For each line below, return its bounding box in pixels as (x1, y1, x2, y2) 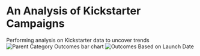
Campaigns (6, 17, 65, 30)
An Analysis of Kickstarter (6, 4, 141, 18)
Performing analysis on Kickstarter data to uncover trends (6, 36, 150, 43)
